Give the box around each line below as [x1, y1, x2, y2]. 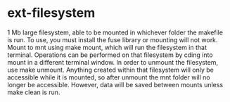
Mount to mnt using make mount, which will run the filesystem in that [7, 43, 207, 51]
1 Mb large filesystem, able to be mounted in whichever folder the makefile [7, 28, 224, 37]
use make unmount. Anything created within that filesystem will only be [7, 65, 215, 74]
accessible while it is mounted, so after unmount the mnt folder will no [7, 72, 210, 82]
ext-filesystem [7, 5, 96, 21]
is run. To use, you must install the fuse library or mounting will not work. [7, 35, 218, 44]
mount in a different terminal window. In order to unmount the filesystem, [7, 58, 219, 66]
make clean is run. [7, 88, 60, 96]
